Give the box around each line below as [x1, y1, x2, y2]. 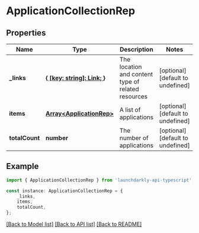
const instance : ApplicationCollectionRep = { [6, 188, 123, 194]
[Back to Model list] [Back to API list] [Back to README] [6, 221, 142, 228]
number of [119, 134, 149, 142]
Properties [6, 28, 46, 38]
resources [119, 92, 148, 100]
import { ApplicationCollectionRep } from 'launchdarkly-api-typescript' [6, 177, 192, 183]
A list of [119, 106, 141, 114]
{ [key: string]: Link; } [45, 74, 105, 82]
